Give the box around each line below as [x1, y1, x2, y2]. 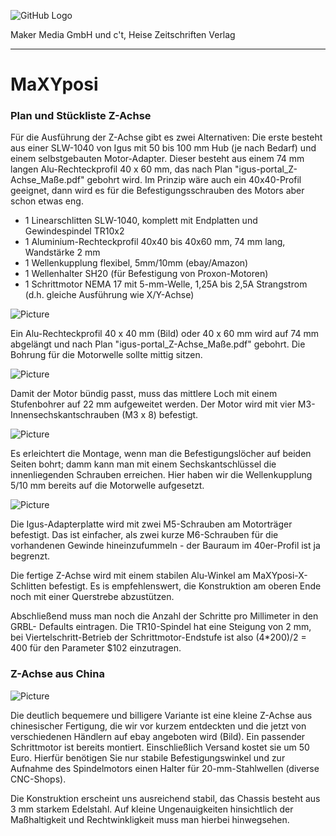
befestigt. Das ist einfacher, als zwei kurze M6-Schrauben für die [10, 529, 279, 541]
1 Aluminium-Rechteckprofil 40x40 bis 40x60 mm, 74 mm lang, [24, 236, 286, 248]
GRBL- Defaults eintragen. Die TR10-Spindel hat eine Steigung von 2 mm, [10, 621, 312, 633]
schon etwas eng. [10, 195, 84, 207]
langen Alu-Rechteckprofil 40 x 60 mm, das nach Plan [10, 163, 233, 175]
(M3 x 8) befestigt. [121, 409, 199, 421]
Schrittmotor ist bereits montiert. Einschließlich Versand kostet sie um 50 [10, 741, 310, 753]
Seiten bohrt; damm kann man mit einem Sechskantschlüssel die [10, 458, 277, 470]
